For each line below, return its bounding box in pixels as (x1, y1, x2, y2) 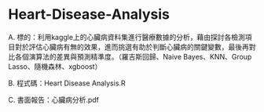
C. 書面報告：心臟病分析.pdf (8, 95, 100, 104)
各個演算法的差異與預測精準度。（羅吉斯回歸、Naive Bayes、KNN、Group (14, 52, 252, 61)
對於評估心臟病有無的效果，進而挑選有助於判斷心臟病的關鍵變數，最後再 (14, 42, 249, 52)
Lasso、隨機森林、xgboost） (8, 61, 102, 71)
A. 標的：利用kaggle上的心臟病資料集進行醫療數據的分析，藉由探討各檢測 (8, 32, 245, 42)
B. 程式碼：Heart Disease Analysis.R (8, 78, 126, 88)
